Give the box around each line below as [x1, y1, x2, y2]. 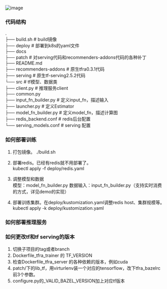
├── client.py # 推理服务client [5, 85, 68, 91]
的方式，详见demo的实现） [12, 188, 69, 195]
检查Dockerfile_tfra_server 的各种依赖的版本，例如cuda [12, 259, 128, 265]
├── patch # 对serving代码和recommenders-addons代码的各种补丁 [5, 54, 147, 60]
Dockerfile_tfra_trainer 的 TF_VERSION [12, 252, 93, 259]
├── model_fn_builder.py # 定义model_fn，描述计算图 [5, 110, 118, 116]
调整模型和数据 [12, 176, 44, 182]
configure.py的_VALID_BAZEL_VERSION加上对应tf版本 [12, 277, 125, 284]
